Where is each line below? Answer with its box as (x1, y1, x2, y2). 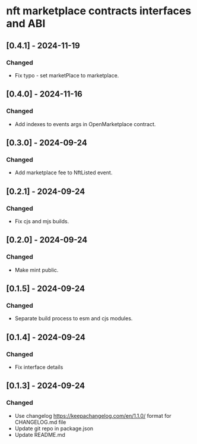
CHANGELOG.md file (14, 418, 66, 426)
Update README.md (14, 431, 65, 438)
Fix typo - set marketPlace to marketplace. (14, 71, 119, 79)
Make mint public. (14, 266, 59, 273)
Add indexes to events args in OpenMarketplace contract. (14, 120, 156, 127)
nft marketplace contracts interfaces (6, 4, 192, 18)
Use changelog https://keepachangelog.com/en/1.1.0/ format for (14, 412, 172, 419)
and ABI (6, 17, 46, 30)
